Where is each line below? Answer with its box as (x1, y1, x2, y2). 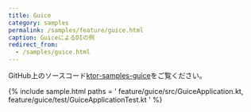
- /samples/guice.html (15, 48, 91, 56)
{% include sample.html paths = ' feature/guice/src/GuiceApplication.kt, (8, 87, 244, 95)
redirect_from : (8, 41, 59, 49)
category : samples (8, 19, 69, 27)
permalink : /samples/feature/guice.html (8, 26, 145, 34)
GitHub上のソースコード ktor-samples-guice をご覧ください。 (8, 71, 207, 80)
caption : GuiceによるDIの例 (8, 33, 95, 42)
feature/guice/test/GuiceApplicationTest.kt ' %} (8, 95, 163, 104)
